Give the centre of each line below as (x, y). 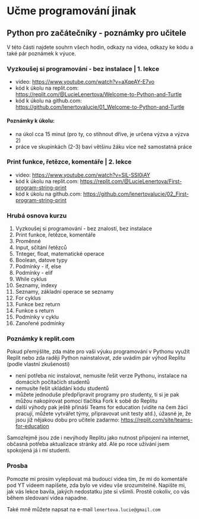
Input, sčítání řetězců (41, 247)
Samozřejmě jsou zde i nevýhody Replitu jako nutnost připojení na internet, (98, 438)
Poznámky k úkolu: (31, 121)
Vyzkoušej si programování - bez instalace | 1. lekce (83, 68)
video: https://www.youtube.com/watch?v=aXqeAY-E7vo (85, 82)
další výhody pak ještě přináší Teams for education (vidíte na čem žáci (102, 407)
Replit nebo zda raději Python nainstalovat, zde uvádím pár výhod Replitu (96, 358)
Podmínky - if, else (38, 266)
